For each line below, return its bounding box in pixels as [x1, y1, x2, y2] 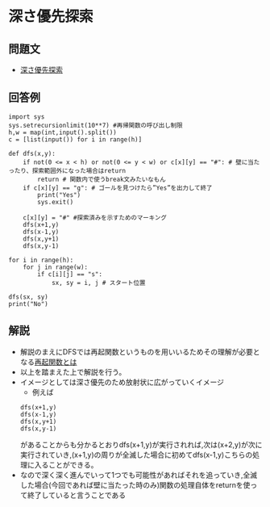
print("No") [8, 300, 48, 308]
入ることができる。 [34, 459, 98, 469]
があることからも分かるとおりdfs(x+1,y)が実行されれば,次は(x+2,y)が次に [19, 439, 263, 449]
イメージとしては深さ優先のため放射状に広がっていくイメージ [19, 377, 224, 387]
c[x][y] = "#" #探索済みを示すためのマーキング [23, 213, 168, 222]
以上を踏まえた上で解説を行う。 [19, 367, 127, 376]
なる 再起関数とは [19, 357, 77, 367]
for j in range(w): [23, 263, 89, 271]
